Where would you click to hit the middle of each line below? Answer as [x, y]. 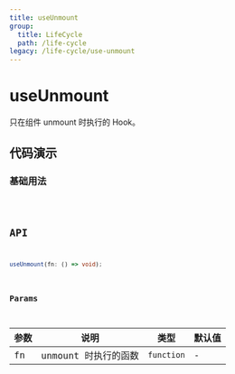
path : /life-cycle [52, 43]
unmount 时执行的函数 [90, 356]
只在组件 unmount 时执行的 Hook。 [75, 122]
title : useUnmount [44, 18]
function [166, 355]
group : [22, 26]
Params [24, 299]
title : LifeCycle [50, 34]
